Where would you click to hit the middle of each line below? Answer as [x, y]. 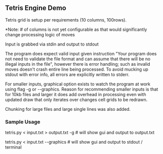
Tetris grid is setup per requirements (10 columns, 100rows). [66, 20]
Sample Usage [23, 122]
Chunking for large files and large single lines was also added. [68, 109]
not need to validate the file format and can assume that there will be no [78, 59]
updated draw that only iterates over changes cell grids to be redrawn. [76, 100]
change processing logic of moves [40, 34]
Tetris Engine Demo [36, 8]
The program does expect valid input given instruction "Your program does [81, 53]
